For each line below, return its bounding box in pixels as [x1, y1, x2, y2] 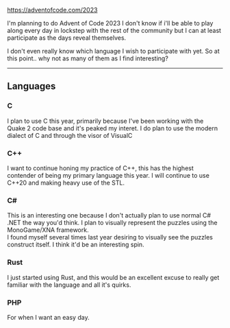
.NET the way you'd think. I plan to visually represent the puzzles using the [7, 219, 218, 227]
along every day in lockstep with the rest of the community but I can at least [7, 27, 221, 34]
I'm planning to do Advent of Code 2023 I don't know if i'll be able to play [7, 19, 214, 27]
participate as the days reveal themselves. [7, 34, 127, 42]
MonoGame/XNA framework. [7, 226, 89, 234]
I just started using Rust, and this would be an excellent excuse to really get [7, 273, 220, 281]
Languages [7, 80, 56, 92]
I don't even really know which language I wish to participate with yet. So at [7, 47, 220, 55]
